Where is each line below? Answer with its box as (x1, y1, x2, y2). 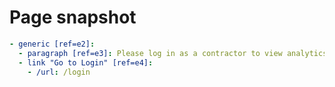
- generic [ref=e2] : (9, 39, 96, 49)
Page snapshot (9, 6, 137, 29)
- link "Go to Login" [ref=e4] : (18, 57, 154, 68)
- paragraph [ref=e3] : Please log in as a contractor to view (18, 48, 283, 58)
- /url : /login (27, 67, 91, 77)
